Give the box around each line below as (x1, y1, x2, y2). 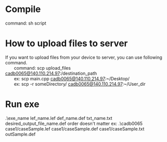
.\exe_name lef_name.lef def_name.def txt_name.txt (5, 115, 113, 121)
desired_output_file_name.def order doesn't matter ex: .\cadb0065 (5, 120, 143, 126)
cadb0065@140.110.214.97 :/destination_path (5, 70, 97, 76)
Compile (5, 4, 41, 15)
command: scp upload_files (14, 65, 71, 71)
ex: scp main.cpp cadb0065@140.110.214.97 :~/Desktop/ (14, 75, 130, 81)
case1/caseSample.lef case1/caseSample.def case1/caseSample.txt (5, 125, 144, 131)
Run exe (5, 99, 40, 110)
